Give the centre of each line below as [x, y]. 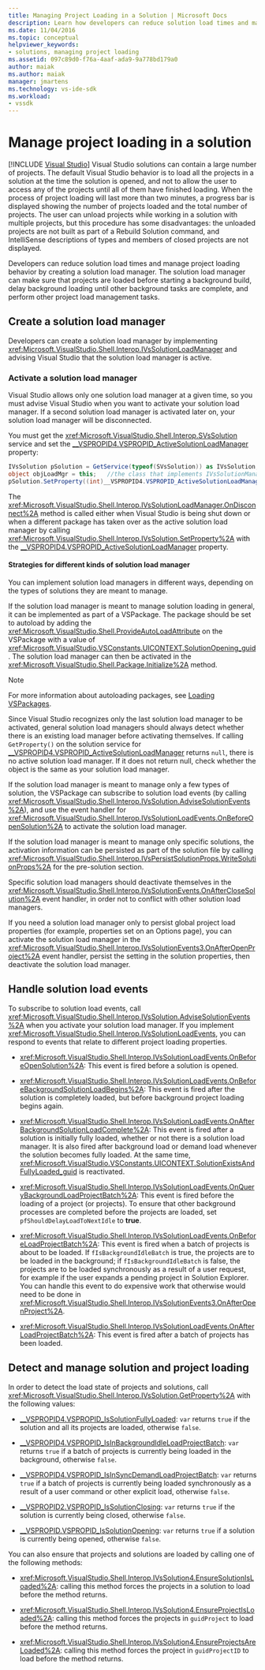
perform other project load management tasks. [84, 297]
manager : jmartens [38, 81]
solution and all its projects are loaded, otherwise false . [110, 1427]
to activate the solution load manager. [126, 826]
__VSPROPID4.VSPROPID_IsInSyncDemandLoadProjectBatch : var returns [138, 1474]
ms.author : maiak [37, 74]
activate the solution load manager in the [75, 939]
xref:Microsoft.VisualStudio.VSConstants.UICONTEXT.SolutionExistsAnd [137, 1163]
